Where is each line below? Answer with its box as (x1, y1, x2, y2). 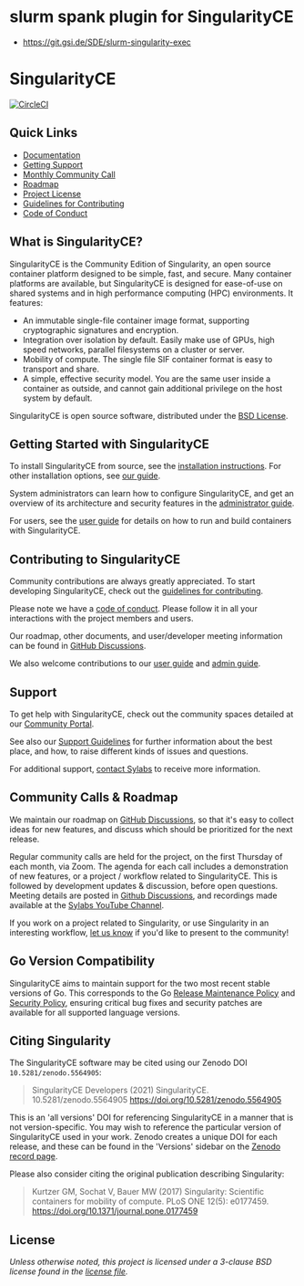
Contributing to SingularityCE (9, 551, 181, 567)
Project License (22, 188, 82, 199)
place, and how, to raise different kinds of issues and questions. (9, 746, 248, 757)
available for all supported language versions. (9, 1007, 180, 1018)
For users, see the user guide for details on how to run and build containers (9, 516, 292, 527)
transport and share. (22, 363, 100, 374)
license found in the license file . (9, 1266, 128, 1277)
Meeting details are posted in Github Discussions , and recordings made (9, 890, 278, 901)
